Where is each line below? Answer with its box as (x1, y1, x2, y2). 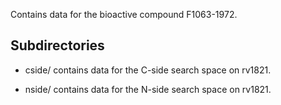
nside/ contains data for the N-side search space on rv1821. (24, 83, 272, 95)
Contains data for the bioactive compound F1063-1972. (10, 9, 238, 20)
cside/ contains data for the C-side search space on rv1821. (24, 64, 272, 76)
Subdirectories (10, 37, 105, 54)
